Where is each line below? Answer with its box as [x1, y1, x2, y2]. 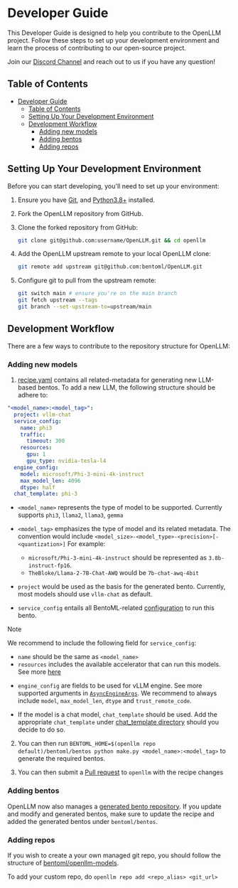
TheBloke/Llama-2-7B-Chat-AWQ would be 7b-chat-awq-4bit [28, 569, 199, 577]
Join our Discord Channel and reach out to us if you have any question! [7, 57, 215, 65]
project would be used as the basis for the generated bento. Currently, [17, 582, 226, 591]
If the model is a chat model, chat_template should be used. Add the [17, 710, 218, 719]
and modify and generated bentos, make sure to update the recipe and [7, 809, 215, 818]
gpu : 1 [26, 451, 46, 458]
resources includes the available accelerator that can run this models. [17, 660, 222, 669]
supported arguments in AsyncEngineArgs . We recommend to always [17, 689, 217, 697]
